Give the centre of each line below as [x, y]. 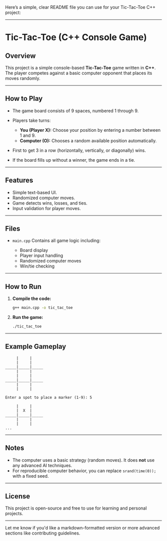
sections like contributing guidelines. [43, 533]
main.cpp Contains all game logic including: [56, 241]
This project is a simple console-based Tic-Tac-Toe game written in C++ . [81, 68]
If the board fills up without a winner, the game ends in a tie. [74, 160]
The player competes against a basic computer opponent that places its [79, 73]
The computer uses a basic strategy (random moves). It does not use [83, 460]
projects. [14, 514]
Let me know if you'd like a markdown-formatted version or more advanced [83, 528]
